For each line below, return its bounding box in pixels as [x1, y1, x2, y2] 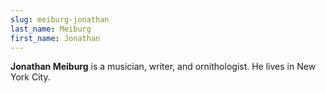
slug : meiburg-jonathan [10, 14, 110, 25]
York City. [10, 71, 51, 83]
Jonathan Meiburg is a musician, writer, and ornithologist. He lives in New [10, 61, 317, 73]
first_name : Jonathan [10, 33, 101, 43]
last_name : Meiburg [10, 24, 92, 34]
